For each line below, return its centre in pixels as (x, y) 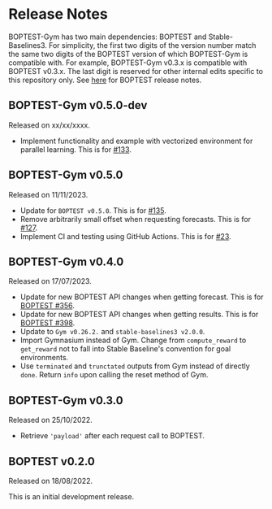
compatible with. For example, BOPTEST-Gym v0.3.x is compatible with (128, 63)
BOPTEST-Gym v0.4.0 (66, 261)
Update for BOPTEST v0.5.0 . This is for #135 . (93, 210)
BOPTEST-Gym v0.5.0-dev (78, 105)
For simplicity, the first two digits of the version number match (152, 45)
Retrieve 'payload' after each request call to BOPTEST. (112, 436)
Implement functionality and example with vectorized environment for (136, 141)
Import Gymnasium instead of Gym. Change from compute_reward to (133, 340)
